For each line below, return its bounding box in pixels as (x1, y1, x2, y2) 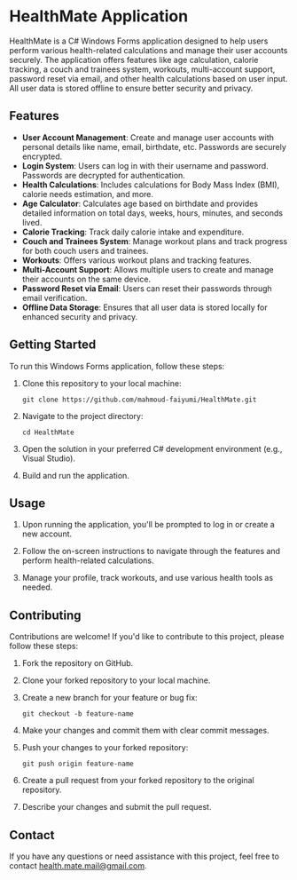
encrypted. (21, 151, 63, 162)
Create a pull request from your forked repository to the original (21, 775, 254, 786)
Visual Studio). (21, 453, 75, 464)
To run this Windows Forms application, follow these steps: (9, 361, 225, 371)
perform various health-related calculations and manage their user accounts (9, 44, 288, 55)
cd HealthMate (21, 428, 74, 437)
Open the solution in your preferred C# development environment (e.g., (21, 443, 283, 454)
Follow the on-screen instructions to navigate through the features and (21, 546, 281, 557)
